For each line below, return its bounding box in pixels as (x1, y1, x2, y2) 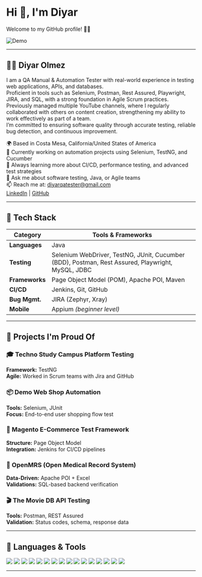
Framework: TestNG (6, 366, 57, 374)
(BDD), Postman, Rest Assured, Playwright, (51, 258, 173, 266)
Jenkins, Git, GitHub (51, 285, 108, 293)
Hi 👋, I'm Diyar (6, 5, 78, 19)
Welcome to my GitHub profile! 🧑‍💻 (6, 25, 91, 33)
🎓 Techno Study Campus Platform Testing (6, 350, 134, 359)
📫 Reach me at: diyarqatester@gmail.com (6, 180, 111, 188)
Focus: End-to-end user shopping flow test (6, 410, 114, 418)
